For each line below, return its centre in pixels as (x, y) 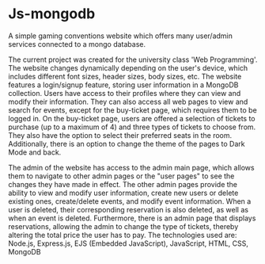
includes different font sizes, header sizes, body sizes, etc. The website (125, 76)
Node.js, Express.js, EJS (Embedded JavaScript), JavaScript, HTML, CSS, (129, 243)
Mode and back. (35, 152)
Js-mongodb (52, 14)
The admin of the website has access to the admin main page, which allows (131, 167)
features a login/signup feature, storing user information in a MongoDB (123, 85)
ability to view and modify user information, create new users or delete (123, 193)
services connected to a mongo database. (77, 44)
